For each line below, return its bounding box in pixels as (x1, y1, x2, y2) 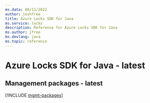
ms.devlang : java (5, 35, 41, 40)
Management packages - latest (5, 79, 103, 88)
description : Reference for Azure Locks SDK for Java (5, 25, 118, 30)
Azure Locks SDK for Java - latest (5, 60, 146, 71)
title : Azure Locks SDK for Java (5, 16, 74, 21)
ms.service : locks (5, 21, 43, 26)
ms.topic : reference (5, 39, 48, 44)
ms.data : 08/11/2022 (5, 7, 48, 12)
